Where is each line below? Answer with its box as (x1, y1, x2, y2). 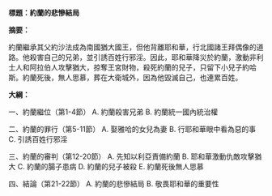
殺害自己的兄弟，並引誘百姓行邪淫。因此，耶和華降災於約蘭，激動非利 (29, 53, 264, 62)
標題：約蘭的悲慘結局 (8, 8, 79, 17)
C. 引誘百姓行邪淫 (8, 134, 68, 144)
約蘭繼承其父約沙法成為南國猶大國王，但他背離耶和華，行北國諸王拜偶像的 (8, 42, 257, 52)
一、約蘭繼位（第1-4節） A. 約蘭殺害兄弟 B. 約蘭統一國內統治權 (8, 107, 219, 117)
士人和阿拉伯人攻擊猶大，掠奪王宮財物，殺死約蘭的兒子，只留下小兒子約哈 (8, 62, 257, 72)
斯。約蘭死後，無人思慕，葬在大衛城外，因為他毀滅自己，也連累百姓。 (8, 73, 243, 82)
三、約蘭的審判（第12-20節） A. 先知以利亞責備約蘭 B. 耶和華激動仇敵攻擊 (8, 151, 255, 161)
